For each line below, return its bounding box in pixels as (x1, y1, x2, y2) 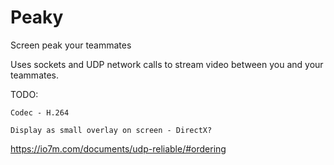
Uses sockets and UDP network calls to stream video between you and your (10, 58, 324, 70)
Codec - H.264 (10, 107, 70, 118)
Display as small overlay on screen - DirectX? (10, 125, 213, 135)
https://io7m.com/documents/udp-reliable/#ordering (10, 142, 227, 155)
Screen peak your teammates (10, 39, 132, 51)
